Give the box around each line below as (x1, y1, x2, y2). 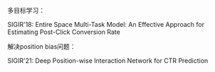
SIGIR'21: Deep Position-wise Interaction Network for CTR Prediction (7, 56, 209, 65)
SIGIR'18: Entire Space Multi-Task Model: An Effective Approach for (7, 20, 205, 28)
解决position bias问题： (7, 42, 76, 51)
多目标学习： (7, 6, 45, 14)
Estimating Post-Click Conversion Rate (7, 28, 121, 36)
